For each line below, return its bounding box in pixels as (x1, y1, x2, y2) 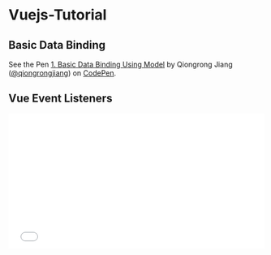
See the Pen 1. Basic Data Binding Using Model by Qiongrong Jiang (8, 59, 233, 69)
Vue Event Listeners (8, 92, 113, 106)
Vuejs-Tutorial (8, 6, 107, 24)
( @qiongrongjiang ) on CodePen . (8, 68, 116, 78)
